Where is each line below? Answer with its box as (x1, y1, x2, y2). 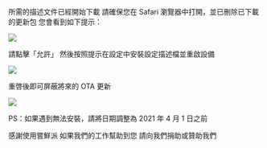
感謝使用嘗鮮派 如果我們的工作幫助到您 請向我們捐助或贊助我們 (8, 131, 217, 140)
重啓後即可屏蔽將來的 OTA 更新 (8, 81, 111, 91)
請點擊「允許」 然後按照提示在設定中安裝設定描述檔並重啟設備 (8, 49, 215, 59)
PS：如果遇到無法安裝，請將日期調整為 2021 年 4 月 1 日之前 (8, 113, 207, 123)
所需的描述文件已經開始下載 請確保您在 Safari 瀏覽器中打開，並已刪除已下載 (8, 7, 260, 16)
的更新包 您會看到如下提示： (8, 17, 102, 27)
